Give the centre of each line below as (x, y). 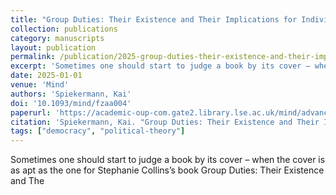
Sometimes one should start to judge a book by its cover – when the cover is (168, 160)
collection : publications (64, 29)
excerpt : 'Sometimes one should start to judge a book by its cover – (160, 66)
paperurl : (31, 112)
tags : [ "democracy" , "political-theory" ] (98, 131)
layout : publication (53, 47)
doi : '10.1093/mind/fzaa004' (71, 103)
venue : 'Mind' (40, 85)
